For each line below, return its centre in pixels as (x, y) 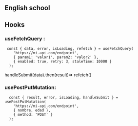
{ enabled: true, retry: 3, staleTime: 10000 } (62, 62)
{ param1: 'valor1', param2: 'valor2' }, (56, 57)
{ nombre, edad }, (32, 110)
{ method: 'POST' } (33, 115)
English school (27, 8)
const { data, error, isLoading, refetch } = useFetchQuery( (70, 49)
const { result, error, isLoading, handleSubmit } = (64, 98)
